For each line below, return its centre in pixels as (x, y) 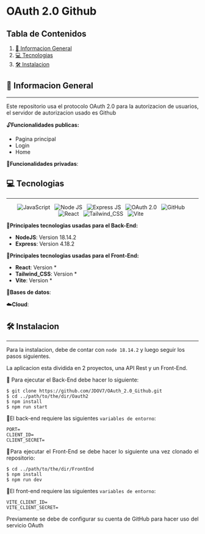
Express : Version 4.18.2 (45, 244)
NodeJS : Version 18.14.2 (46, 237)
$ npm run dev (24, 480)
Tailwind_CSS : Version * (46, 274)
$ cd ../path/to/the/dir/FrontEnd (50, 469)
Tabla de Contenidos (46, 34)
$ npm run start (27, 407)
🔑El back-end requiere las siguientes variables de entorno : (81, 418)
